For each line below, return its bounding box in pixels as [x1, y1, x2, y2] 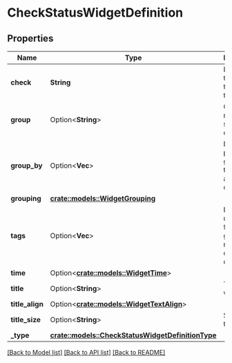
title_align [10, 299, 43, 309]
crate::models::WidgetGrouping [50, 194, 156, 203]
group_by [10, 161, 43, 170]
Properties [7, 33, 54, 44]
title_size [10, 315, 41, 324]
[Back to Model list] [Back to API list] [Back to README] [7, 348, 166, 356]
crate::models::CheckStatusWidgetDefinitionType [50, 330, 217, 340]
